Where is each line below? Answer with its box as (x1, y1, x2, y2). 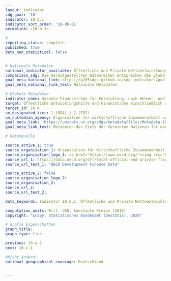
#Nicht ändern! (5, 255, 38, 260)
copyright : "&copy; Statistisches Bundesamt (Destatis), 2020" (5, 213, 142, 218)
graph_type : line (5, 232, 42, 237)
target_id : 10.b (5, 105, 40, 111)
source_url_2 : (5, 185, 36, 190)
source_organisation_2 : (5, 180, 56, 185)
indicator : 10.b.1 (5, 17, 44, 22)
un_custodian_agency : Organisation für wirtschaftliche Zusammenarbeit (5, 115, 160, 120)
